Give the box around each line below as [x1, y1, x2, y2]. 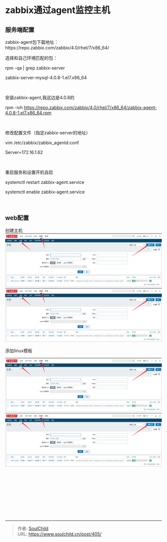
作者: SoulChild [17, 525, 49, 531]
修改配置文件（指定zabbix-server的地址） [5, 130, 90, 135]
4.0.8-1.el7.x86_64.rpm [5, 110, 52, 116]
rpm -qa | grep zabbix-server [5, 65, 65, 71]
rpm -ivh [5, 105, 23, 110]
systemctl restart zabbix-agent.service [5, 179, 84, 185]
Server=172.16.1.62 [5, 149, 43, 155]
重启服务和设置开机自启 [5, 169, 53, 175]
